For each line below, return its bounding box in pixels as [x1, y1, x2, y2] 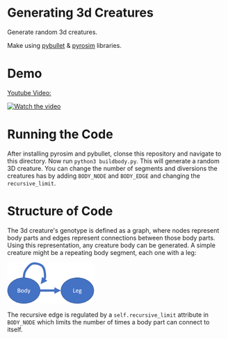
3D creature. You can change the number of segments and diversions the [7, 164, 218, 172]
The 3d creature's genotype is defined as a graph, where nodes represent [7, 226, 220, 234]
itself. [7, 325, 23, 334]
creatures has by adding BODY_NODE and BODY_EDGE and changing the [7, 172, 200, 180]
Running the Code [7, 126, 113, 142]
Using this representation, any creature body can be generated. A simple [7, 241, 215, 249]
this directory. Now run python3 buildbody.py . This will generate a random [7, 156, 220, 165]
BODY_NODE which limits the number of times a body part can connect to [7, 318, 210, 326]
